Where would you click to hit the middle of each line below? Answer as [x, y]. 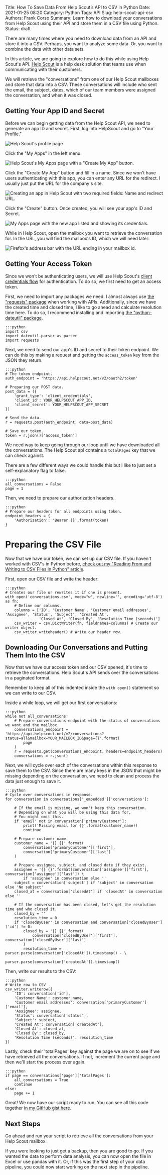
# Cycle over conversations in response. [49, 795]
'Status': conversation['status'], [51, 1016]
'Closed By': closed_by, [40, 1033]
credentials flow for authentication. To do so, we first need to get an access [83, 281]
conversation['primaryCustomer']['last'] [67, 852]
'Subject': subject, [36, 1020]
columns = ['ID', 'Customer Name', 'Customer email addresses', [83, 610]
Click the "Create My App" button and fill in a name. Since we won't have [81, 172]
